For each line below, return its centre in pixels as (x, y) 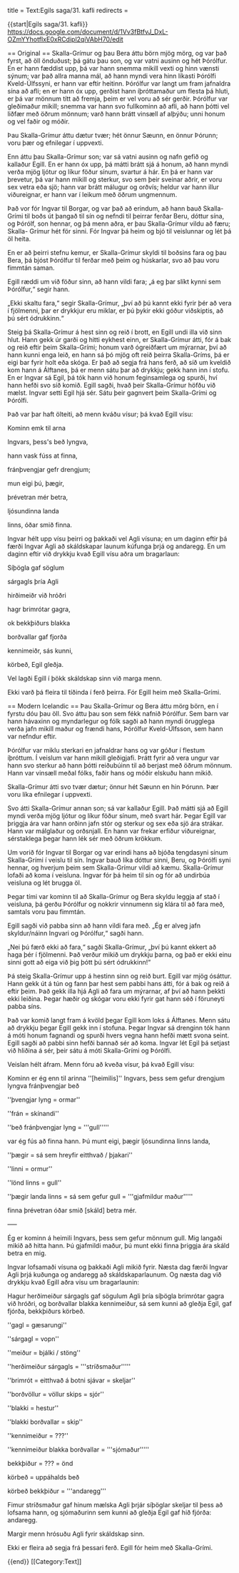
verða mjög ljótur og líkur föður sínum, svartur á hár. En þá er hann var (110, 172)
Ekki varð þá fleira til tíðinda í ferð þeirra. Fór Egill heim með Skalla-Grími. (114, 692)
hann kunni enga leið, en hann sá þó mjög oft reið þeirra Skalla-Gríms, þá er (118, 355)
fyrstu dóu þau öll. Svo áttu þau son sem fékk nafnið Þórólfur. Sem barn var (118, 714)
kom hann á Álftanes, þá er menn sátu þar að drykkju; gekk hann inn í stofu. (118, 370)
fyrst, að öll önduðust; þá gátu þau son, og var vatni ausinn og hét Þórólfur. (117, 61)
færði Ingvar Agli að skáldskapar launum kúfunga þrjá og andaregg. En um (117, 546)
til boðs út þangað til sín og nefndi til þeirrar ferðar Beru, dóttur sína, (124, 216)
